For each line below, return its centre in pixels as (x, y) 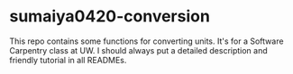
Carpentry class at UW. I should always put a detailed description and (138, 50)
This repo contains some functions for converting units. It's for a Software (146, 41)
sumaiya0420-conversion (110, 16)
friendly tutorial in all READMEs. (68, 60)
